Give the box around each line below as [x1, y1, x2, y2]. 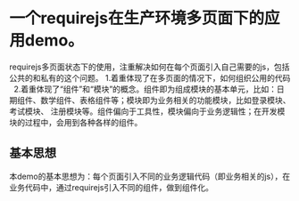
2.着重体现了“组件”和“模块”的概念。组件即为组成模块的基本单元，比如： [12, 84, 278, 94]
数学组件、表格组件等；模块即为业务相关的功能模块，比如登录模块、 [39, 94, 291, 105]
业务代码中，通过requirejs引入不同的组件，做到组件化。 [9, 181, 214, 192]
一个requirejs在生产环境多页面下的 [9, 8, 265, 28]
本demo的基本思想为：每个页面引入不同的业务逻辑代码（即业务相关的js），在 [9, 171, 291, 181]
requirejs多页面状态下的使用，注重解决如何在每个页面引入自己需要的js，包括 [9, 61, 290, 72]
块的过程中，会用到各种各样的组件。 [9, 117, 143, 127]
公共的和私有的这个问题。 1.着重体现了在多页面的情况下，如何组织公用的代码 [9, 72, 291, 83]
